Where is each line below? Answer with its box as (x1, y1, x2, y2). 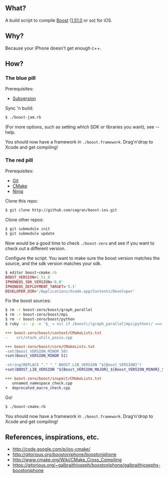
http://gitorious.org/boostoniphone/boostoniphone (12, 451, 116, 457)
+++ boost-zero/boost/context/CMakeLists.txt (5, 330, 101, 335)
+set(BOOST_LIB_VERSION (5, 367, 55, 372)
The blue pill (5, 74, 36, 81)
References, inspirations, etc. (5, 433, 99, 441)
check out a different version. (5, 245, 66, 251)
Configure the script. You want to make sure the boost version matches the (5, 255, 160, 261)
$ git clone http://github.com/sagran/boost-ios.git (5, 207, 117, 213)
